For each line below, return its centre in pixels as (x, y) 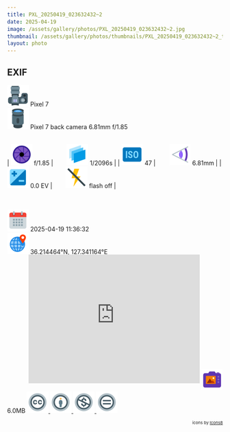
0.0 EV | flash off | (73, 185)
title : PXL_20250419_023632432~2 (55, 14)
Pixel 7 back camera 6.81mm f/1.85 (79, 126)
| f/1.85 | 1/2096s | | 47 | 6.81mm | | (114, 163)
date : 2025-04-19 (32, 22)
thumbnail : (23, 36)
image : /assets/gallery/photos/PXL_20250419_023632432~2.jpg (96, 29)
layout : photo (27, 44)
